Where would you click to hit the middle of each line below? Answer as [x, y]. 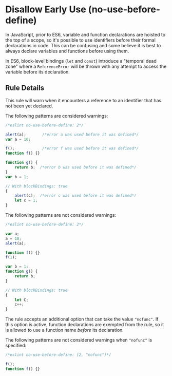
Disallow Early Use [46, 10]
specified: [16, 346]
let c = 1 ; [26, 201]
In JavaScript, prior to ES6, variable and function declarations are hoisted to [85, 34]
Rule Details [25, 88]
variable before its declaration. [38, 72]
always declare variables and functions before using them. [67, 51]
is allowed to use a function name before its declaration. [65, 330]
